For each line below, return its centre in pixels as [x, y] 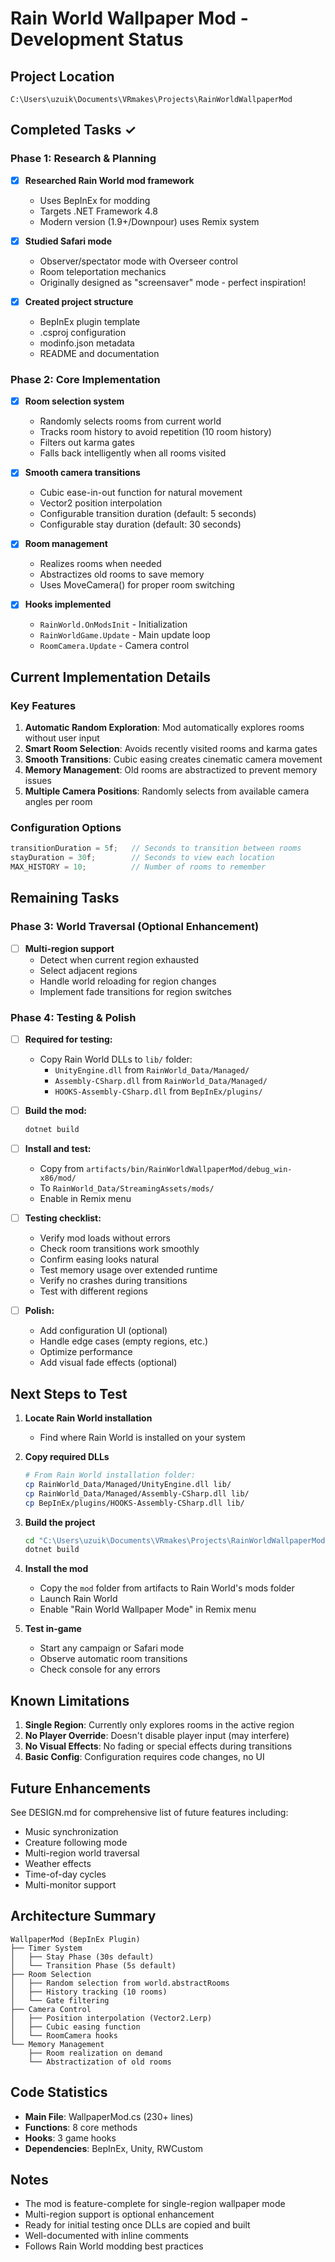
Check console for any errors [100, 1669]
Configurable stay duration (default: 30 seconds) [140, 524]
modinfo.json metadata [87, 343]
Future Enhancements [81, 1788]
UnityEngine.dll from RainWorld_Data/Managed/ [152, 1070]
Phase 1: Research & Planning [83, 159]
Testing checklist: [63, 1218]
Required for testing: [68, 1039]
